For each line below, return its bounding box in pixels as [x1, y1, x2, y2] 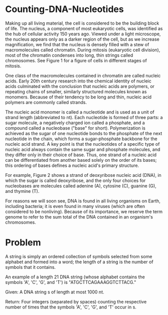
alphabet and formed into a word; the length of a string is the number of [5, 259, 154, 265]
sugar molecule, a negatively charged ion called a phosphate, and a [5, 120, 145, 126]
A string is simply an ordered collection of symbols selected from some [5, 253, 152, 259]
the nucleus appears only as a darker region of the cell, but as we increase [5, 36, 159, 42]
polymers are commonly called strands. [5, 99, 87, 105]
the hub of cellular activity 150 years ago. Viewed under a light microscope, [5, 31, 161, 37]
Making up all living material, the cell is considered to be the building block [5, 20, 159, 26]
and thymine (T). [5, 188, 40, 194]
